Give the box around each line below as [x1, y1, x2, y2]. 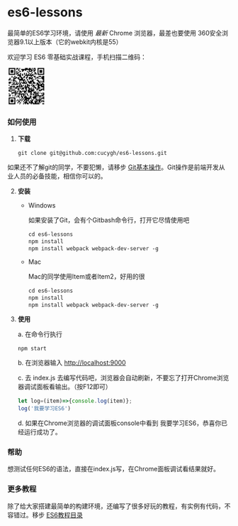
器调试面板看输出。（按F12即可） [17, 382, 112, 391]
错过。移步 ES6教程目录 [13, 510, 84, 519]
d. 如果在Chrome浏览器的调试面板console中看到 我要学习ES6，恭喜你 [17, 419, 222, 427]
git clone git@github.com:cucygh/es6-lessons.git [17, 150, 168, 157]
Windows [28, 201, 56, 210]
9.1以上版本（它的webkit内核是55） [19, 37, 123, 46]
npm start [17, 345, 47, 353]
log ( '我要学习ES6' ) [17, 405, 71, 412]
